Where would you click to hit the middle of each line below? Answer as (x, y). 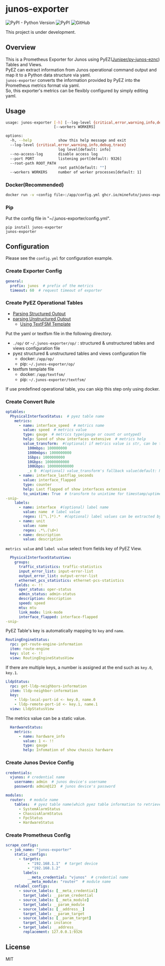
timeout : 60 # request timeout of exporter (56, 290)
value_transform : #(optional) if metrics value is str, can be (90, 444)
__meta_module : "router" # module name (69, 882)
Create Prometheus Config (38, 835)
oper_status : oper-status (45, 590)
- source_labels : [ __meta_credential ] (58, 891)
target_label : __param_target (54, 914)
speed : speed (32, 603)
